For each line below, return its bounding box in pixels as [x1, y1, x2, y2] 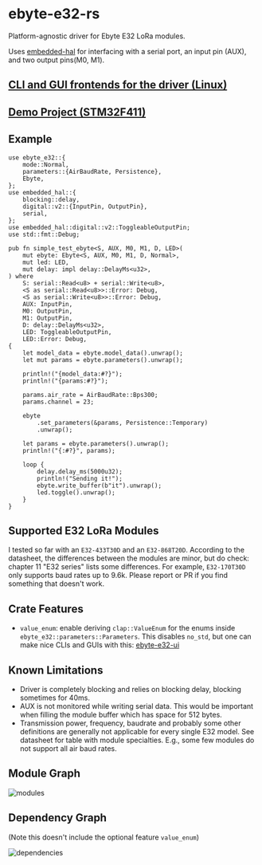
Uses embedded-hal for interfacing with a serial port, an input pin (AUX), [8, 46, 247, 56]
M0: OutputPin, [22, 307, 73, 315]
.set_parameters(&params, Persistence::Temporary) [37, 419, 209, 427]
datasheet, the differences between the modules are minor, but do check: [8, 553, 249, 563]
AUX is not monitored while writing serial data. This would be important [19, 701, 253, 710]
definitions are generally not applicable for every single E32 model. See [19, 726, 255, 736]
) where [8, 272, 34, 280]
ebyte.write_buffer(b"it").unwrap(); [37, 482, 162, 490]
